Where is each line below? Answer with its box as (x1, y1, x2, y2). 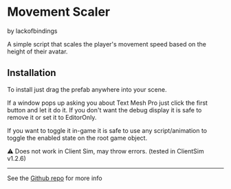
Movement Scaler (7, 4, 111, 20)
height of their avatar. (7, 47, 68, 55)
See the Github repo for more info (7, 174, 102, 182)
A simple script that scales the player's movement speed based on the (7, 40, 207, 48)
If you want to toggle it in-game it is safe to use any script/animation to (7, 126, 208, 134)
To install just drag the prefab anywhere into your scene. (7, 85, 167, 93)
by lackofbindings (7, 27, 58, 35)
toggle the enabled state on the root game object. (7, 134, 148, 142)
